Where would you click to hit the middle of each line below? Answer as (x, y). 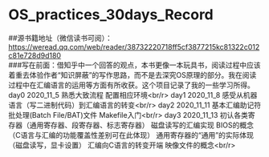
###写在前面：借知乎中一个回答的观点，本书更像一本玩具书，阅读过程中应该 (134, 65)
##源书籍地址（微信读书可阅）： (60, 38)
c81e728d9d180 (35, 55)
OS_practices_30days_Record (111, 15)
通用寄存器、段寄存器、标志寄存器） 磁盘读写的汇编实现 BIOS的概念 (142, 125)
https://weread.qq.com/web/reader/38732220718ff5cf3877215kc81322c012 (134, 46)
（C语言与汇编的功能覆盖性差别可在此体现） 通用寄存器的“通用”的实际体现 (131, 135)
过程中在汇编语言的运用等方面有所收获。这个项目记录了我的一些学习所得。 (131, 85)
